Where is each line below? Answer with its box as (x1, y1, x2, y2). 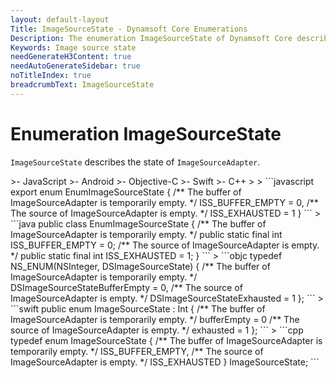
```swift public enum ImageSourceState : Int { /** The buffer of (10, 302, 266, 315)
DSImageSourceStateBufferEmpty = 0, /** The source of (10, 281, 243, 293)
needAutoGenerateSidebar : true (10, 61, 141, 71)
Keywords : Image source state (10, 42, 137, 53)
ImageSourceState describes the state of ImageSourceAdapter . (10, 156, 261, 168)
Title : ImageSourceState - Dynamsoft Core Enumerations (10, 24, 248, 34)
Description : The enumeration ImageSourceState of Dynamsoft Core (10, 33, 293, 43)
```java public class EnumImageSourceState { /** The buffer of (10, 217, 267, 230)
